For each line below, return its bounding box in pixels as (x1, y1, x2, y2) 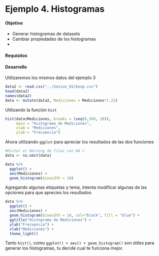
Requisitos (5, 53, 28, 58)
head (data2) (5, 89, 30, 94)
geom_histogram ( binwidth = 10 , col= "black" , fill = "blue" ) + (9, 213, 140, 218)
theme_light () (9, 231, 38, 236)
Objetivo (5, 20, 23, 26)
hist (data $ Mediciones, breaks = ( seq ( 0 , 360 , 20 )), (5, 116, 111, 121)
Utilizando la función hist (5, 107, 57, 113)
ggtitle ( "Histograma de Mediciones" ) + (9, 217, 92, 222)
